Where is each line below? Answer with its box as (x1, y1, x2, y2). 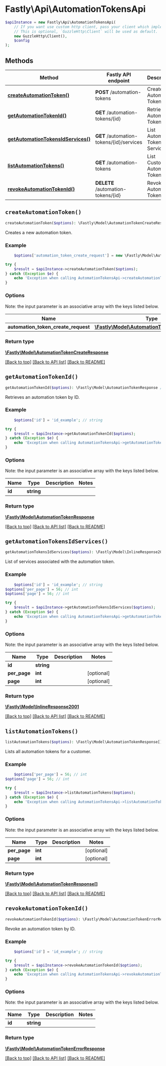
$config (14, 38, 30, 43)
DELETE (95, 179, 115, 186)
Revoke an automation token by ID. (5, 926, 76, 932)
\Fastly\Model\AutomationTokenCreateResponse (5, 349, 109, 355)
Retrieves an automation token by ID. (5, 394, 80, 400)
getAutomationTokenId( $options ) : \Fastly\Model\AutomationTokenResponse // (5, 385, 165, 390)
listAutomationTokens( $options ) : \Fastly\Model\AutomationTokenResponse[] (5, 740, 163, 745)
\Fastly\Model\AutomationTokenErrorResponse (5, 1045, 105, 1051)
